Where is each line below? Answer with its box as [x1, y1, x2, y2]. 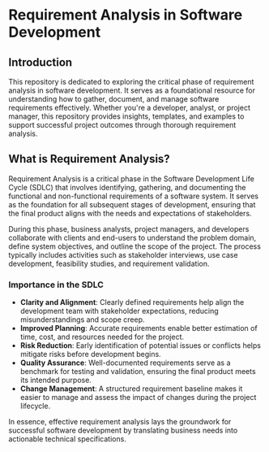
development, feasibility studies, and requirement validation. [8, 259, 210, 268]
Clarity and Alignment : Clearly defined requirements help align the [19, 298, 245, 307]
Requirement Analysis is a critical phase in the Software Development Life [8, 173, 255, 184]
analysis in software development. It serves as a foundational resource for [8, 85, 255, 95]
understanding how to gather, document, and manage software [8, 94, 220, 103]
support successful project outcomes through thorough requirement [8, 120, 237, 129]
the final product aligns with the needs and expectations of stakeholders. [8, 208, 253, 218]
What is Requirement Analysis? [8, 152, 170, 166]
